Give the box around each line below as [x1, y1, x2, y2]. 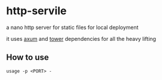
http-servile [6, 4, 67, 18]
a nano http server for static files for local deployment [6, 24, 139, 31]
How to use [6, 52, 49, 63]
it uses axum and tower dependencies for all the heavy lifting [6, 35, 157, 42]
